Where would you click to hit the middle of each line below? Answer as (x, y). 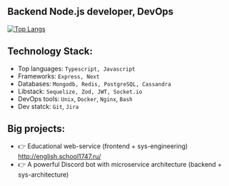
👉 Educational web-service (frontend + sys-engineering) (103, 146)
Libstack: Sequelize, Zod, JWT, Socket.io (80, 91)
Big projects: (36, 129)
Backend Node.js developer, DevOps (91, 12)
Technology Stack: (50, 52)
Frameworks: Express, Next (58, 76)
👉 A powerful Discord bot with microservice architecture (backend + (120, 165)
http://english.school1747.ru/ (59, 157)
